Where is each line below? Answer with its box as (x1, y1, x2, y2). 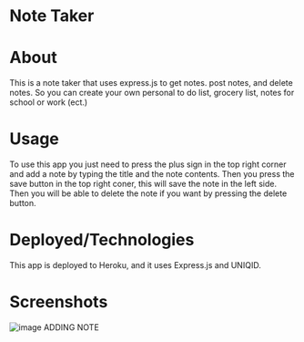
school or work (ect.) (9, 97, 88, 108)
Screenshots (9, 292, 108, 313)
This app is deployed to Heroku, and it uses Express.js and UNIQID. (9, 260, 261, 270)
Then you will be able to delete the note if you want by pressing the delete (9, 188, 288, 199)
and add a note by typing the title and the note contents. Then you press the (9, 169, 295, 180)
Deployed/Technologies (9, 230, 195, 251)
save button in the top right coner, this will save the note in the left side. (9, 179, 278, 190)
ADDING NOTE (44, 321, 100, 333)
